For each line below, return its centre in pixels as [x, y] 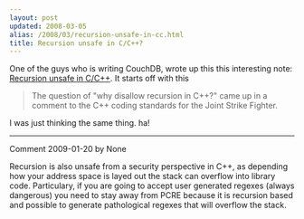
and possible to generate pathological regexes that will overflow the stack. [148, 205]
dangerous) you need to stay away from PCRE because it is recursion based [152, 195]
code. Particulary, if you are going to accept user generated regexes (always [152, 186]
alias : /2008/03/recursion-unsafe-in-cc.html [96, 34]
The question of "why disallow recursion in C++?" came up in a [149, 96]
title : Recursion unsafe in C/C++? [76, 43]
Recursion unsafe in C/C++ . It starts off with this [100, 79]
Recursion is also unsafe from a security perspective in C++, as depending [149, 167]
